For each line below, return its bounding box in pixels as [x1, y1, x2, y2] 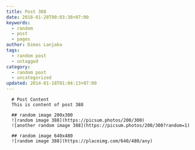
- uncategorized [11, 75, 52, 81]
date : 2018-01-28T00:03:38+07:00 [6, 14, 89, 20]
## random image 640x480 [11, 133, 73, 139]
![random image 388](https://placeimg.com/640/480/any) [11, 138, 153, 144]
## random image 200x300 [11, 112, 73, 118]
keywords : [6, 20, 31, 25]
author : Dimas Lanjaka [6, 42, 62, 48]
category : [6, 63, 31, 70]
